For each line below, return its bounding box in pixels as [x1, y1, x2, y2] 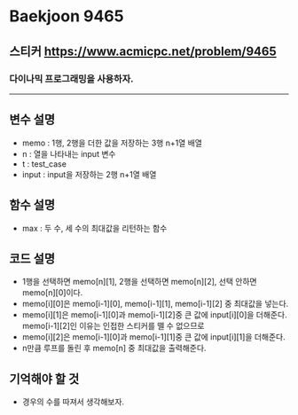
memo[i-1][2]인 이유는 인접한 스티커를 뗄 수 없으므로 [21, 321, 205, 332]
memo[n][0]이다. [21, 287, 83, 298]
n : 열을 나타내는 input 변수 [21, 148, 116, 159]
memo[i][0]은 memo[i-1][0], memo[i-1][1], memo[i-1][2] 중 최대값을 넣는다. [21, 299, 289, 309]
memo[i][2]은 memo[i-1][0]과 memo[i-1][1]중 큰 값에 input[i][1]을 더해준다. [21, 332, 286, 342]
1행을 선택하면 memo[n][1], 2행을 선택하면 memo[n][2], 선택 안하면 [21, 277, 257, 287]
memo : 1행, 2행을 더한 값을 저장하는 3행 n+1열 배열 [21, 137, 202, 148]
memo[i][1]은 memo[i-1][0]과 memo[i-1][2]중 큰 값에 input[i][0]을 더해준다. [21, 309, 287, 320]
